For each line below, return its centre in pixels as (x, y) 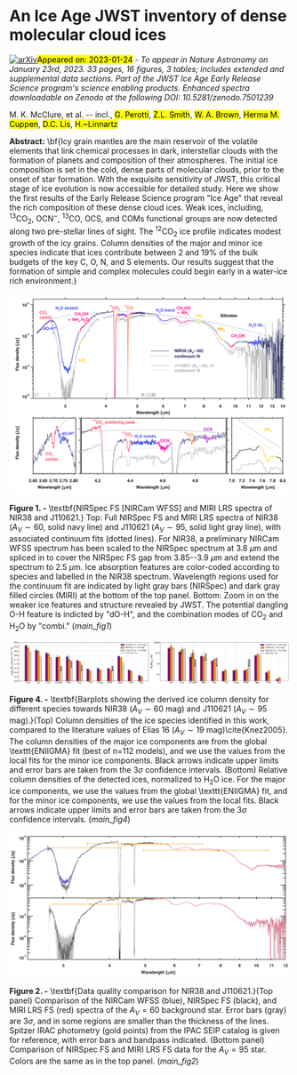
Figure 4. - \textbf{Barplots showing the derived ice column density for (139, 700)
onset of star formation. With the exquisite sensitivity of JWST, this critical (145, 179)
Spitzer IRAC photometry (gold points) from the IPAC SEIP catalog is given (144, 1031)
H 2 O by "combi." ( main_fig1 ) (61, 626)
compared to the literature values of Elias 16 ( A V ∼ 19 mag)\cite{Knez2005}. (149, 731)
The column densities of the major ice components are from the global (138, 741)
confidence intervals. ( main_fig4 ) (70, 819)
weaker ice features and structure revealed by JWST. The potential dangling (149, 605)
